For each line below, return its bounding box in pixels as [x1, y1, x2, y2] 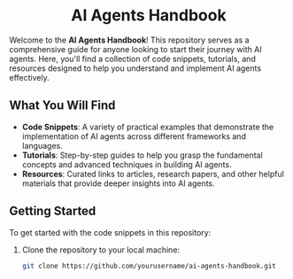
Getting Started [9, 204, 96, 219]
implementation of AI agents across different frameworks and [21, 130, 246, 142]
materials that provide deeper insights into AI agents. [21, 178, 215, 189]
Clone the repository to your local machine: [21, 244, 180, 255]
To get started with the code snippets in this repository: [9, 227, 212, 237]
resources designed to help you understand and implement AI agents [9, 63, 262, 74]
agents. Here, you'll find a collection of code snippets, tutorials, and [9, 53, 257, 64]
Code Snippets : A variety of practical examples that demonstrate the [21, 121, 274, 132]
